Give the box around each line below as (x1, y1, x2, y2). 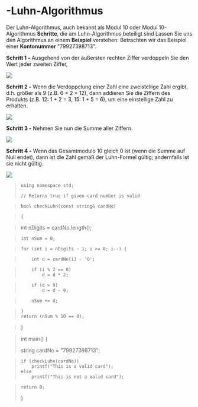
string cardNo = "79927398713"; (20, 346, 100, 354)
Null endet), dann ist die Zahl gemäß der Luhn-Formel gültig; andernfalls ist (6, 153, 189, 161)
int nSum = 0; (20, 236, 56, 241)
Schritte (37, 30, 57, 37)
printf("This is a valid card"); (31, 363, 114, 369)
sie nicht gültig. (6, 160, 44, 167)
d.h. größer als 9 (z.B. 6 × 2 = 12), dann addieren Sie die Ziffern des (6, 89, 170, 96)
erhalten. (6, 102, 28, 109)
